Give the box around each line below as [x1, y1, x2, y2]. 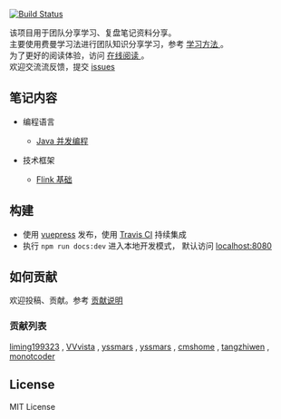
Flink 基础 [35, 173, 73, 185]
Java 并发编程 [35, 135, 89, 146]
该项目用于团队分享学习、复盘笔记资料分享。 [9, 27, 177, 38]
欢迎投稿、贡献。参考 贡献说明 [9, 295, 123, 306]
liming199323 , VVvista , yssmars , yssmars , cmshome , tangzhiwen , [9, 341, 270, 352]
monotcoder [9, 350, 56, 362]
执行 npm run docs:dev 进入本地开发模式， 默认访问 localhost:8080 [22, 240, 272, 251]
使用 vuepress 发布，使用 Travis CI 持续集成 [22, 229, 188, 239]
